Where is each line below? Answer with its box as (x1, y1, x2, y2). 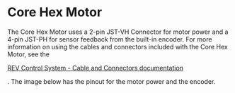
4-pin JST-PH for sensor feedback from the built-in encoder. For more (7, 35, 212, 43)
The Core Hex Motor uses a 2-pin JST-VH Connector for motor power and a (7, 27, 229, 36)
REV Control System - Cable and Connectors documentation (7, 63, 184, 72)
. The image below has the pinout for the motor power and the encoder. (7, 77, 216, 85)
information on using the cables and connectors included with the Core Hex (7, 42, 228, 51)
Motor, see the (7, 50, 50, 58)
